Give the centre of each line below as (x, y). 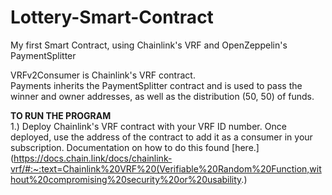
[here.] (245, 147)
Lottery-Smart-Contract (112, 17)
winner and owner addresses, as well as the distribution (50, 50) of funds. (162, 96)
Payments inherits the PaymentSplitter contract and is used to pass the (156, 85)
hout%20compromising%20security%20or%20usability (126, 179)
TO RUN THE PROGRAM (61, 115)
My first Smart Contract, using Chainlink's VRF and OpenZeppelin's (149, 45)
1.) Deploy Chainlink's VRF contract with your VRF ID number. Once (148, 126)
